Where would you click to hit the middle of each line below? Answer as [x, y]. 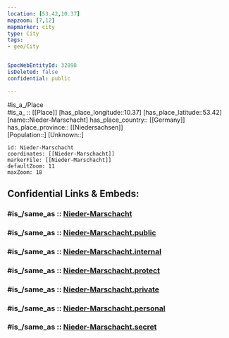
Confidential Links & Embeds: [73, 194]
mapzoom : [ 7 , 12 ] [31, 20]
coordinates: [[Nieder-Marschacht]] [61, 154]
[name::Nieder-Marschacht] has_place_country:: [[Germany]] [96, 120]
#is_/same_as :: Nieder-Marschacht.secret [82, 327]
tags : [15, 40]
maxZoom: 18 [25, 172]
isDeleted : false [33, 72]
